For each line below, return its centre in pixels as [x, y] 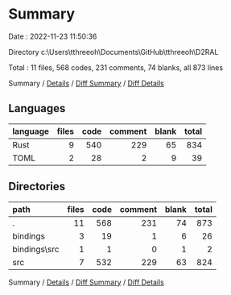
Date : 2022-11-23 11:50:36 [53, 36]
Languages [37, 108]
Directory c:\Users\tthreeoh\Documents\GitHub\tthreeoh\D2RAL [113, 52]
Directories [37, 187]
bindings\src [36, 249]
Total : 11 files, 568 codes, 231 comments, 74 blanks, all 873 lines [116, 67]
